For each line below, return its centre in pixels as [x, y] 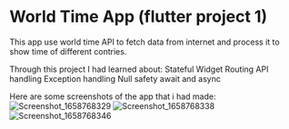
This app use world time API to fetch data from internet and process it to [144, 42]
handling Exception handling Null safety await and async [115, 78]
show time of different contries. [68, 51]
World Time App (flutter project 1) [139, 17]
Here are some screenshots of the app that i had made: [113, 96]
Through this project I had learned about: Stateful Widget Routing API [139, 69]
